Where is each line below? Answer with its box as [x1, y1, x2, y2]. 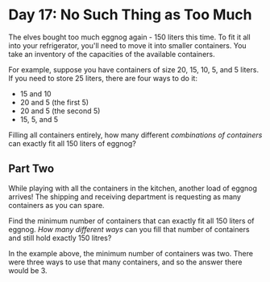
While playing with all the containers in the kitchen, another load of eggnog [8, 183, 258, 193]
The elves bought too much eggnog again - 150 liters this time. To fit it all [8, 32, 251, 42]
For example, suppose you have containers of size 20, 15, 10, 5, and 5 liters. [8, 64, 260, 74]
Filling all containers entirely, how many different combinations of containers [8, 130, 263, 140]
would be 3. [8, 265, 48, 275]
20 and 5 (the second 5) [19, 106, 101, 116]
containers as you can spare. [8, 200, 105, 210]
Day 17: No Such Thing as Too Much [8, 6, 252, 24]
